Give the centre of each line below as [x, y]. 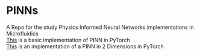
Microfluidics [23, 33]
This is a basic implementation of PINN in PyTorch [68, 40]
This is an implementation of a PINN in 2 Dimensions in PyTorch [85, 46]
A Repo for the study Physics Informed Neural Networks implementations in [100, 27]
